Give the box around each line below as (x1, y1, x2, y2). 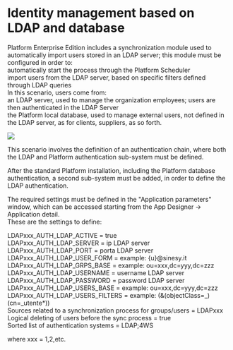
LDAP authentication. (7, 181, 69, 190)
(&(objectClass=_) (157, 291, 210, 299)
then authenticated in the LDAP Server (7, 103, 119, 111)
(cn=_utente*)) (7, 298, 50, 307)
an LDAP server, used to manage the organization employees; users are (7, 95, 216, 104)
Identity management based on (7, 5, 195, 21)
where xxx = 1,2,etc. (7, 334, 66, 343)
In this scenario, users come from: (7, 88, 107, 97)
